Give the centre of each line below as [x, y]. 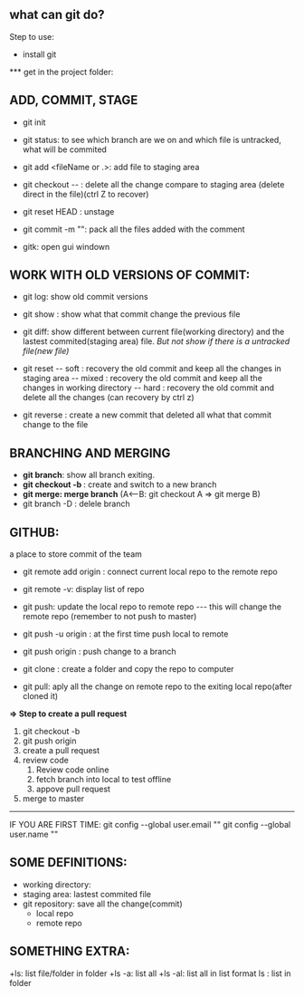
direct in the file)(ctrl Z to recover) [85, 194]
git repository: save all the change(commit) [102, 904]
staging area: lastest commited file [87, 894]
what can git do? [57, 15]
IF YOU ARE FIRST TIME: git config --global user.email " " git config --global [150, 825]
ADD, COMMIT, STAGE [74, 100]
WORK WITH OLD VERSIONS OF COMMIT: [130, 275]
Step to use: [32, 36]
